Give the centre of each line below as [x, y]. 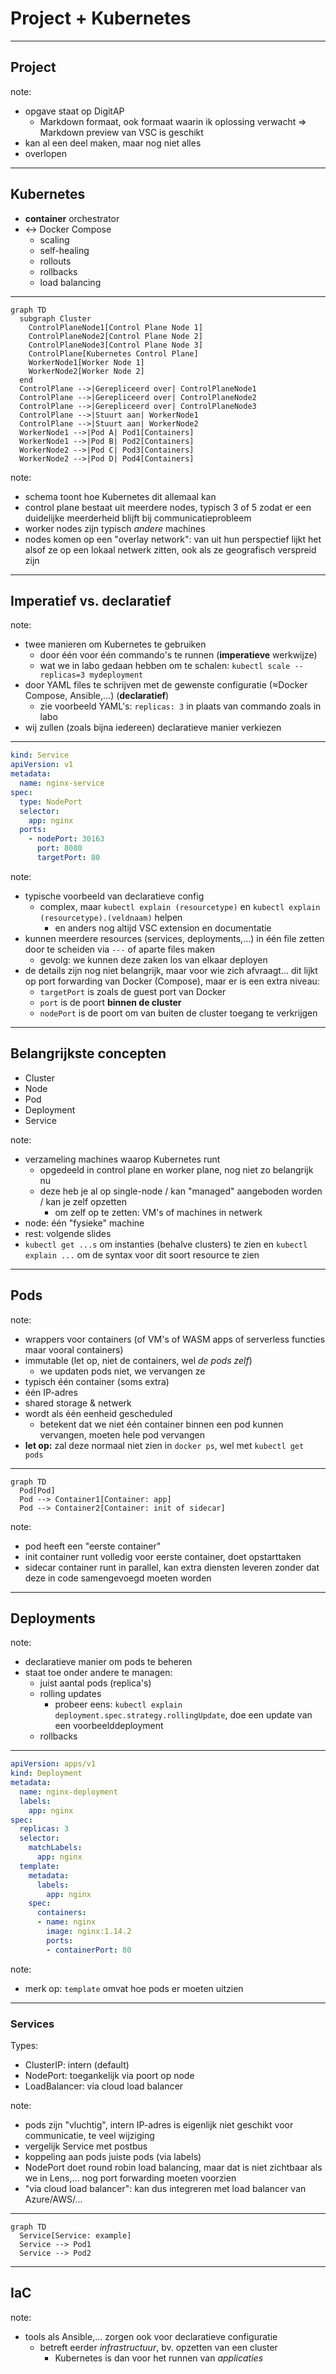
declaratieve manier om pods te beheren [108, 1662]
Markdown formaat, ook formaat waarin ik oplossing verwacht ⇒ [173, 121]
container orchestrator [72, 218]
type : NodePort [51, 802]
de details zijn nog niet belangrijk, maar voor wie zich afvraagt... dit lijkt [171, 970]
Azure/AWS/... [53, 2199]
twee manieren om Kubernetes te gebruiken [115, 644]
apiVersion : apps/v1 [53, 1764]
